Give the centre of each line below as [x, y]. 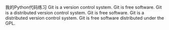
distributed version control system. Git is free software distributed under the [85, 18]
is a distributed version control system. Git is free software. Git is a [75, 13]
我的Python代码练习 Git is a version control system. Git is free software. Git [83, 7]
